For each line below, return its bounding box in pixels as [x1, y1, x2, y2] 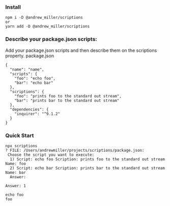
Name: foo [5, 161, 26, 166]
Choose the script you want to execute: [7, 152, 95, 157]
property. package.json [5, 52, 54, 59]
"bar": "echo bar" [14, 80, 53, 85]
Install [5, 4, 21, 11]
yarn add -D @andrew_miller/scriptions [5, 24, 90, 29]
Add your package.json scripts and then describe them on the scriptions [5, 47, 157, 53]
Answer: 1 [5, 183, 26, 188]
